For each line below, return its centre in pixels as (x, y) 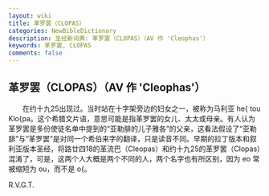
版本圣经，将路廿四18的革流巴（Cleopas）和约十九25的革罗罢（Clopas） (141, 149)
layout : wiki (30, 16)
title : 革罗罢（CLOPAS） (47, 23)
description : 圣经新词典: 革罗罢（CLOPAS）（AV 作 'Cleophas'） (109, 38)
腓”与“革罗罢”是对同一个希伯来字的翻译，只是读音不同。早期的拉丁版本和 (129, 138)
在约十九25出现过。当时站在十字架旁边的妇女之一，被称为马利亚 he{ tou (141, 108)
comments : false (35, 53)
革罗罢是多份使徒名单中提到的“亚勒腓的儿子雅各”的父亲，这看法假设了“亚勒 (132, 129)
